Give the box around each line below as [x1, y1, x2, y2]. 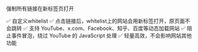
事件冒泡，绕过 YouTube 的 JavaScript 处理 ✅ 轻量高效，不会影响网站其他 [11, 32, 192, 39]
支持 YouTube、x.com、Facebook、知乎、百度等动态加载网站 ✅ [29, 25, 186, 32]
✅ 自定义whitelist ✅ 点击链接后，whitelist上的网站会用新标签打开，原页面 [6, 18, 186, 25]
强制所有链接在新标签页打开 [6, 5, 74, 12]
